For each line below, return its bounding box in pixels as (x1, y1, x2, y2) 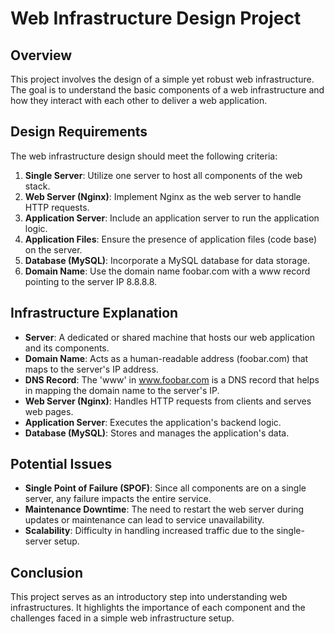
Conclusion (10, 564, 84, 581)
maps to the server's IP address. (24, 363, 159, 375)
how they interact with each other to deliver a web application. (10, 95, 268, 106)
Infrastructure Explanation (10, 305, 179, 322)
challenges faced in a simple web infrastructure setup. (10, 612, 235, 624)
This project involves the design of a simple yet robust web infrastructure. (10, 73, 315, 85)
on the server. (24, 243, 83, 256)
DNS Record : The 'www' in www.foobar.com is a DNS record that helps (24, 373, 320, 386)
